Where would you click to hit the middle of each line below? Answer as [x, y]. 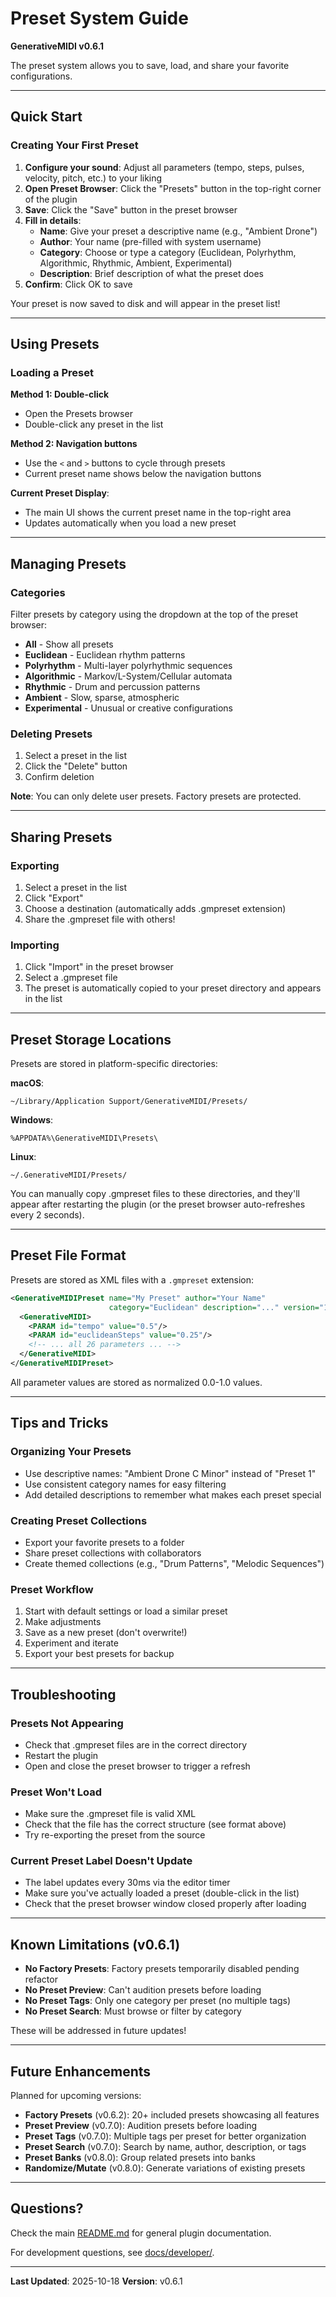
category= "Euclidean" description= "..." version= [214, 1307]
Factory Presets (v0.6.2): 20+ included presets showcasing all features [172, 2115]
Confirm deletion [59, 777]
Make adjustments [63, 1622]
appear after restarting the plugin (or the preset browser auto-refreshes [158, 1204]
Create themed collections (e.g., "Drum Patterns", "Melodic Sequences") [174, 1563]
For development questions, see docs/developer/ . [112, 2252]
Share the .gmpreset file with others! [100, 919]
